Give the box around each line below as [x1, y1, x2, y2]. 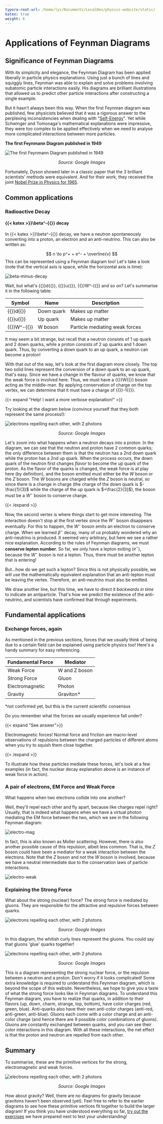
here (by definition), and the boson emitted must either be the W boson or [5, 471, 153, 476]
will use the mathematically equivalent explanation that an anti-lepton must [5, 571, 155, 577]
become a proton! [5, 351, 41, 357]
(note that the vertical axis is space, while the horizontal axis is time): [5, 263, 144, 269]
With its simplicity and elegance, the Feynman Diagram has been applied [5, 69, 151, 76]
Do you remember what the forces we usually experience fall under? [5, 713, 142, 718]
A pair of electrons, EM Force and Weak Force [5, 783, 115, 790]
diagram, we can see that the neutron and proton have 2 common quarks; [5, 445, 153, 451]
